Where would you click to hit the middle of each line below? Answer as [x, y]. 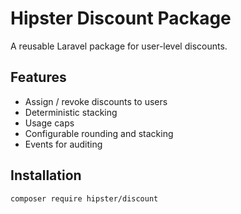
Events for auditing [63, 144]
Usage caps [49, 123]
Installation [46, 175]
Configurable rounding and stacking [99, 133]
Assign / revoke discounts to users [96, 101]
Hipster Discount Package [121, 18]
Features [38, 77]
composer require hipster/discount [84, 198]
